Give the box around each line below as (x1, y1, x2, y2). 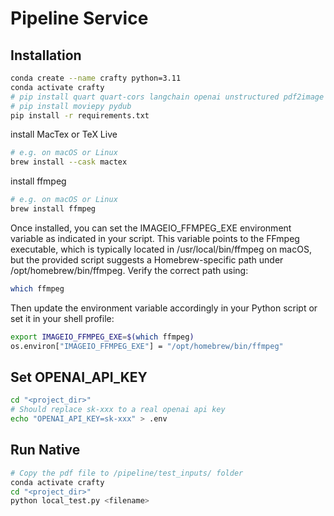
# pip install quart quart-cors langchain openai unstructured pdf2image (10, 92, 325, 102)
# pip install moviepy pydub (10, 101, 132, 111)
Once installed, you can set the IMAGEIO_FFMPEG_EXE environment (10, 222, 292, 234)
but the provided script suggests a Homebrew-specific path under (10, 253, 284, 266)
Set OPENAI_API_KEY (10, 368, 148, 386)
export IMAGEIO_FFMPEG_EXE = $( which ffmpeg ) (10, 332, 195, 342)
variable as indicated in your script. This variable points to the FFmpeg (10, 232, 300, 244)
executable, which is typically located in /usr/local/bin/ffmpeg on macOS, (10, 243, 312, 255)
